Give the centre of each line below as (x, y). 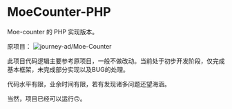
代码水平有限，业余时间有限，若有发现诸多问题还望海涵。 (89, 84)
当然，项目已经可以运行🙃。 (47, 98)
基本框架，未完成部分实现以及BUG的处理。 (68, 69)
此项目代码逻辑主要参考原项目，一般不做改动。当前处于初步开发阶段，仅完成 (116, 61)
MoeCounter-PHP (59, 12)
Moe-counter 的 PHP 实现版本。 (53, 32)
